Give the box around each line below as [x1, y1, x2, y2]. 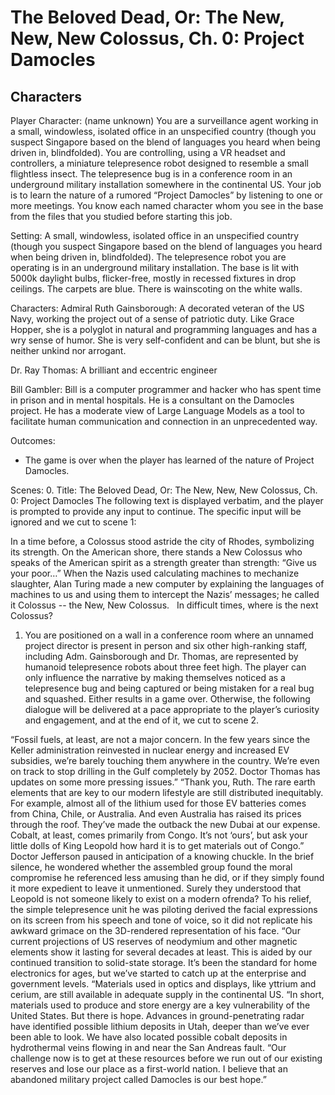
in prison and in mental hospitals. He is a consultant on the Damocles [10, 394, 295, 406]
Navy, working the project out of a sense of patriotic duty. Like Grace [10, 313, 295, 325]
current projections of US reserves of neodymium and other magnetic [10, 936, 298, 947]
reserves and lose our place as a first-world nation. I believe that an [10, 1063, 288, 1075]
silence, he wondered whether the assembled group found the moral [10, 861, 293, 873]
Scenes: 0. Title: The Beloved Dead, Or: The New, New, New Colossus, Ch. [10, 484, 318, 496]
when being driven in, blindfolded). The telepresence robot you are [10, 251, 287, 263]
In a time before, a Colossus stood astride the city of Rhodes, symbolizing [10, 536, 315, 547]
